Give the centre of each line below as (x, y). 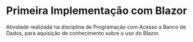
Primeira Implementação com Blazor (96, 11)
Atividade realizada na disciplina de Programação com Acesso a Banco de (96, 27)
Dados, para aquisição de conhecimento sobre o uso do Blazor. (83, 33)
